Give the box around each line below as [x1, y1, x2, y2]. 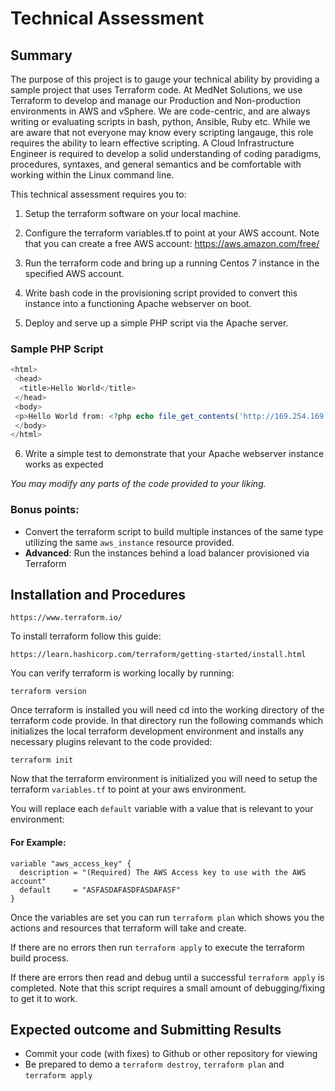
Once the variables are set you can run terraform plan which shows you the [10, 911, 325, 923]
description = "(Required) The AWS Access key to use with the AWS [19, 867, 307, 877]
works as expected [24, 458, 104, 471]
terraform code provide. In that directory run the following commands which [10, 715, 324, 727]
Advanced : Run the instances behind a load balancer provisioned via [24, 547, 310, 559]
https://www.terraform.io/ [10, 613, 123, 623]
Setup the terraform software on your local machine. [24, 208, 242, 219]
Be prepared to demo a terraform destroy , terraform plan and [24, 1058, 285, 1071]
